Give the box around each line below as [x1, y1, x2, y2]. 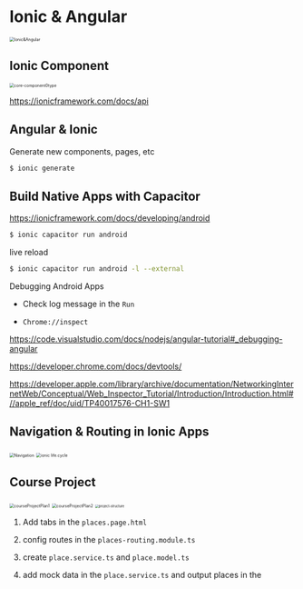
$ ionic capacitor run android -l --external [9, 265, 184, 274]
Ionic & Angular [9, 6, 128, 27]
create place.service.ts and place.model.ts [22, 552, 190, 563]
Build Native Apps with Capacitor [9, 188, 201, 204]
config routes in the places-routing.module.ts [22, 534, 196, 544]
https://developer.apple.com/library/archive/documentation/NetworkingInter [9, 379, 294, 389]
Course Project [9, 474, 97, 490]
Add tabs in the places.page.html [22, 516, 148, 527]
